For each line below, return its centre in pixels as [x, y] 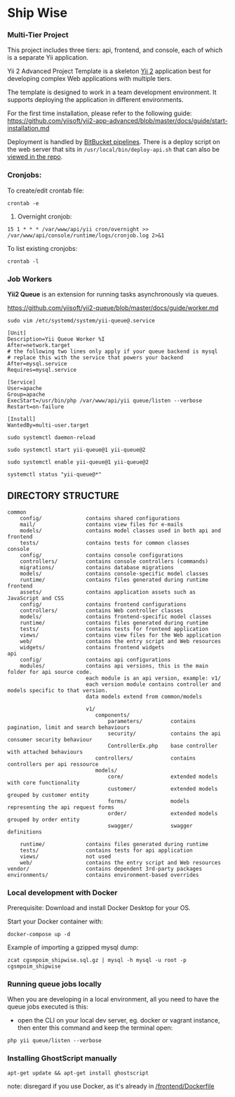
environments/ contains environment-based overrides [103, 875]
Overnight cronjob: [45, 216]
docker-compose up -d [39, 935]
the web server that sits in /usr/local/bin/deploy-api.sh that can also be [113, 150]
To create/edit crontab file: [46, 190]
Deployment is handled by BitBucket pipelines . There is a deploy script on [114, 142]
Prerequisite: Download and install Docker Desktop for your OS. [99, 908]
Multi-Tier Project [38, 35]
